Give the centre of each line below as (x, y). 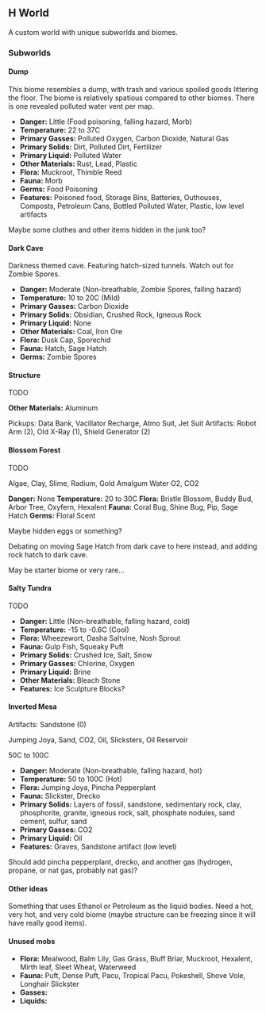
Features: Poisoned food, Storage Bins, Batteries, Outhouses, (121, 197)
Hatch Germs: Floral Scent (52, 515)
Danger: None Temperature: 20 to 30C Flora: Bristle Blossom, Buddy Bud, (131, 499)
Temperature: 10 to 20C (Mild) (70, 298)
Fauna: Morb (41, 180)
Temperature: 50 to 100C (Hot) (71, 779)
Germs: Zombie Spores (58, 357)
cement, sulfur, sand (53, 821)
